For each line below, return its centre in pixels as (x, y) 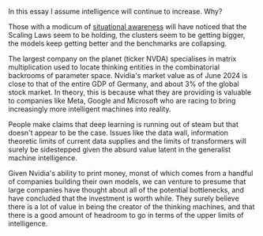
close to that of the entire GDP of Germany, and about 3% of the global (124, 84)
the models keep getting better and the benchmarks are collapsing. (118, 43)
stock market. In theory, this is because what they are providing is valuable (130, 92)
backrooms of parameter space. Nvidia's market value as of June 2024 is (128, 75)
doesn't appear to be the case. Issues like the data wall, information (118, 133)
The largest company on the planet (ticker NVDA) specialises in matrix (122, 59)
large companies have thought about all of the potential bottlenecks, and (126, 190)
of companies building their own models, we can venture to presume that (127, 182)
